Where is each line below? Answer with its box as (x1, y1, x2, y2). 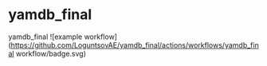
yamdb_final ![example (8, 32, 83, 41)
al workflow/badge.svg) (8, 49, 86, 58)
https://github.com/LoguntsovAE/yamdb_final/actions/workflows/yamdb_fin (10, 40, 259, 49)
